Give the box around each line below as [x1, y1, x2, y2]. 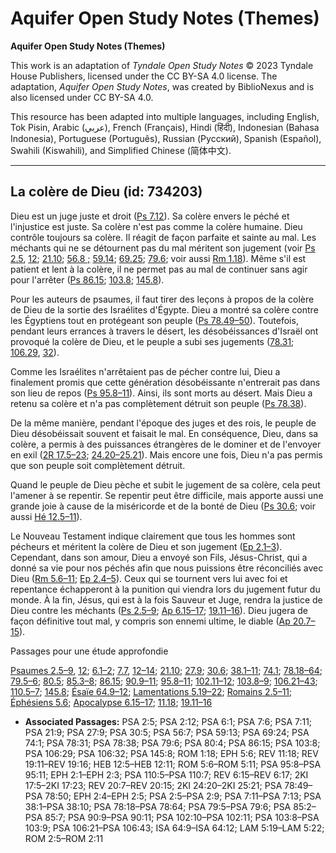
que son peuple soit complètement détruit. [10, 459, 186, 471]
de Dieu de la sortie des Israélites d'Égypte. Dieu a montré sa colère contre [10, 303, 319, 316]
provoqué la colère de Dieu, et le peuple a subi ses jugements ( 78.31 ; [10, 335, 295, 347]
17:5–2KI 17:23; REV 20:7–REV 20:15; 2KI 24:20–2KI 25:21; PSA [24, 779, 283, 791]
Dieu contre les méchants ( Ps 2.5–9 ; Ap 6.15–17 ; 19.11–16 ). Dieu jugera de [10, 604, 308, 616]
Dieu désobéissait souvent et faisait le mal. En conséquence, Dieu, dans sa [10, 427, 319, 439]
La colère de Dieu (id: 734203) [10, 183, 203, 201]
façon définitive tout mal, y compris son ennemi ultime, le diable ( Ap [10, 615, 291, 627]
